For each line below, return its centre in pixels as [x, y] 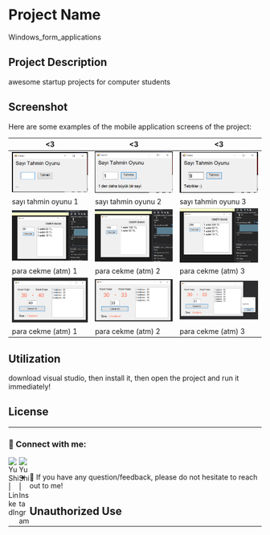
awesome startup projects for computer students [90, 81]
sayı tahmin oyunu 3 [213, 201]
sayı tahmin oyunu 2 [129, 201]
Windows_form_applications [55, 37]
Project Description [58, 62]
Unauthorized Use [76, 511]
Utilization [35, 358]
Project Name [55, 15]
